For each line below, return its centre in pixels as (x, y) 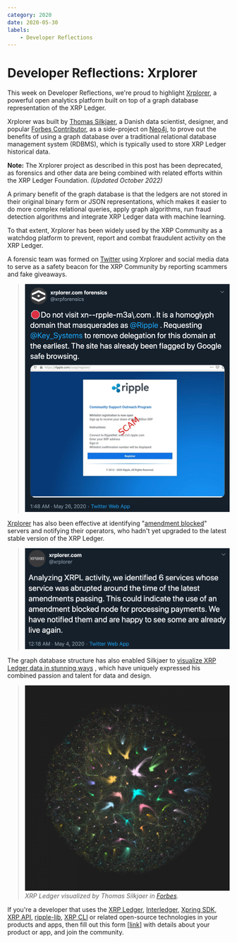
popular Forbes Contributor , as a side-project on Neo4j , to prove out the (112, 129)
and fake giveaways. (37, 274)
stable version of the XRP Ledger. (56, 538)
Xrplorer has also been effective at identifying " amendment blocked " (107, 523)
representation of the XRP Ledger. (57, 108)
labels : (19, 30)
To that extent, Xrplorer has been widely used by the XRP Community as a (115, 231)
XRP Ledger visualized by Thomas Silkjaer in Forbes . (102, 896)
